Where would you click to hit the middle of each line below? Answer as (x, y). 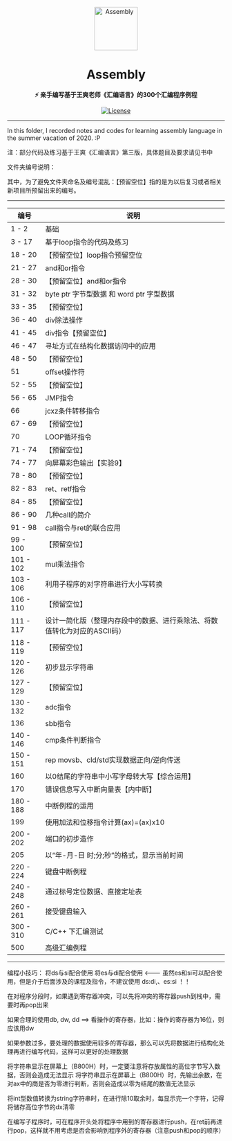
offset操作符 (65, 372)
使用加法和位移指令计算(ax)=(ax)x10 (105, 822)
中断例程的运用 (70, 806)
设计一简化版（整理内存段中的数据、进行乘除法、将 (128, 620)
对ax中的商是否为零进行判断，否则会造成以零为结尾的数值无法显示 (101, 1083)
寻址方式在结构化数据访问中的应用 (101, 346)
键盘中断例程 (66, 872)
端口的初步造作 (70, 838)
